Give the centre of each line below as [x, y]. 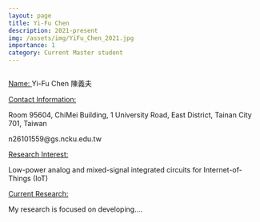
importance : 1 [32, 46]
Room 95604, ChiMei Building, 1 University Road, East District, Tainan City [130, 115]
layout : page [30, 16]
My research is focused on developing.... [76, 209]
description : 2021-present [53, 30]
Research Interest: [38, 154]
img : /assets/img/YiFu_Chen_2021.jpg [71, 38]
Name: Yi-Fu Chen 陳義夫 [50, 83]
